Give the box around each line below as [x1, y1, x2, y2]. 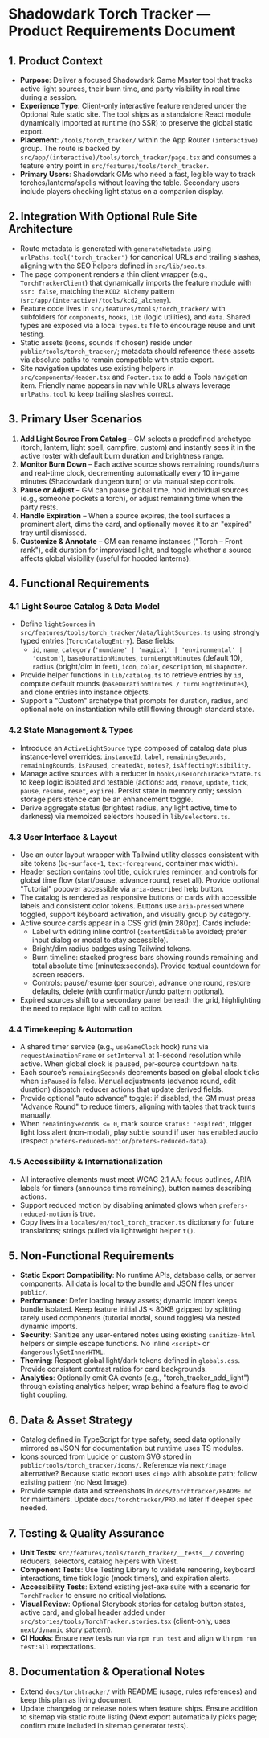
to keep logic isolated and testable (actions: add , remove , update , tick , [19, 777, 249, 787]
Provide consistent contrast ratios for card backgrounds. [19, 1365, 207, 1374]
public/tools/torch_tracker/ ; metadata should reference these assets [19, 346, 255, 356]
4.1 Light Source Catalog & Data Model [8, 600, 161, 612]
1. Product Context [8, 54, 103, 68]
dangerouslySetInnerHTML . [19, 1347, 106, 1357]
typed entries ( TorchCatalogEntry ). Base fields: [19, 636, 175, 646]
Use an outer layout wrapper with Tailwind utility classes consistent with [19, 850, 259, 859]
